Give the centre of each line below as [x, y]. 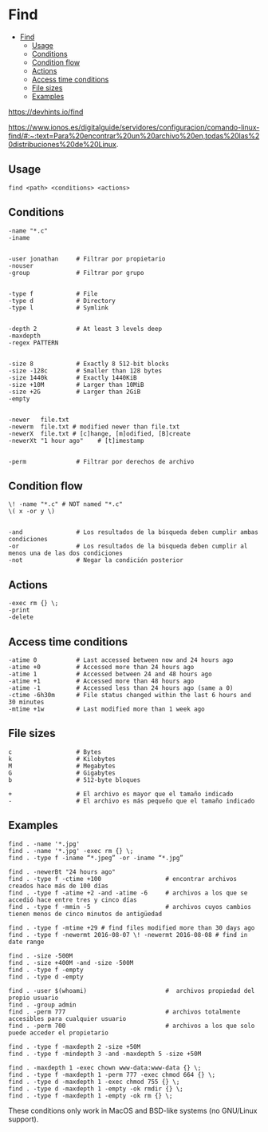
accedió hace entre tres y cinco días [73, 900]
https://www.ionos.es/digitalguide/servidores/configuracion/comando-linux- [134, 127]
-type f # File [53, 293]
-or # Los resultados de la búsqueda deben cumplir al [128, 546]
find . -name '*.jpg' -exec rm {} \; [71, 851]
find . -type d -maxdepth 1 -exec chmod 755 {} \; [94, 1082]
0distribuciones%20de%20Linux [63, 144]
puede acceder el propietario [59, 1033]
